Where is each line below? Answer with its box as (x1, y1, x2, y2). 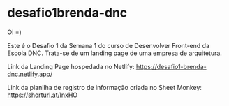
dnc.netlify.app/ (7, 70, 53, 78)
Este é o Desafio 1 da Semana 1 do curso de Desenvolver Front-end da (7, 41, 209, 50)
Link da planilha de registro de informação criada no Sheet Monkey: (7, 83, 202, 91)
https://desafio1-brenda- (135, 62, 207, 70)
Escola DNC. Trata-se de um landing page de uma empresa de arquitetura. (7, 49, 222, 57)
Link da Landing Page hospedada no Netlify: (7, 62, 135, 70)
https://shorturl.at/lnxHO (7, 91, 78, 99)
